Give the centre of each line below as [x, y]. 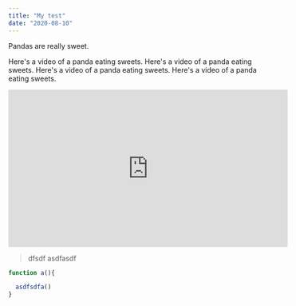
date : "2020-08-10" [41, 23]
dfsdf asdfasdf [52, 258]
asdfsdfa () [34, 287]
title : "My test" [37, 16]
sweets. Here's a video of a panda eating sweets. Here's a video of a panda [132, 70]
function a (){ [32, 272]
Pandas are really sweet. [49, 46]
